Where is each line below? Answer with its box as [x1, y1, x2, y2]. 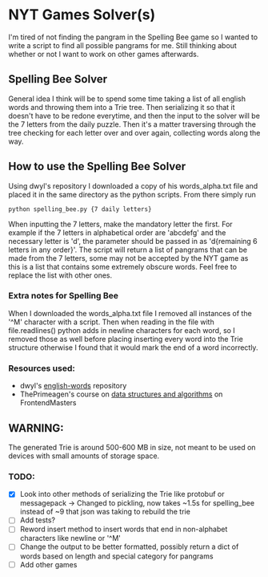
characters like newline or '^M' [19, 534, 122, 543]
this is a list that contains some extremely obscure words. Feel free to [8, 262, 238, 271]
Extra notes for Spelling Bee [8, 291, 118, 302]
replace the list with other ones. [8, 270, 113, 280]
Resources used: [8, 363, 76, 374]
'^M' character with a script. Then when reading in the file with [8, 317, 214, 327]
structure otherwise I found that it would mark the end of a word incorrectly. [8, 343, 258, 352]
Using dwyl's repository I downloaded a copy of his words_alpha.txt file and [8, 181, 258, 190]
